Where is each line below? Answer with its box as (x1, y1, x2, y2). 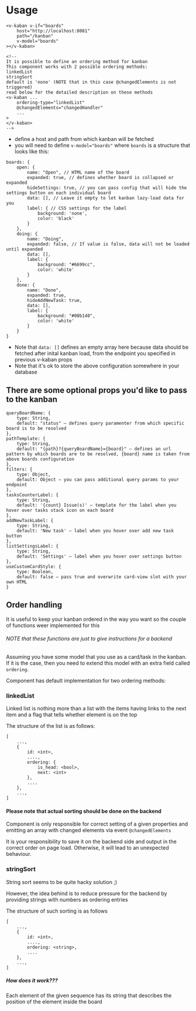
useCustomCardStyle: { (6, 563, 61, 569)
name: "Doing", (27, 236, 64, 242)
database (14, 368, 37, 375)
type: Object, (16, 472, 51, 477)
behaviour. (6, 851, 32, 858)
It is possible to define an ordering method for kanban (6, 59, 148, 64)
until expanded (6, 246, 43, 252)
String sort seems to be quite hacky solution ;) (6, 878, 118, 885)
